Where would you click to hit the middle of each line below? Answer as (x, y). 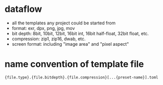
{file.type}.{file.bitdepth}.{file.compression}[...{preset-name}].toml (81, 77)
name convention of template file (74, 64)
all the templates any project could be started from (64, 23)
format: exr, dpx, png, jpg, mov (43, 28)
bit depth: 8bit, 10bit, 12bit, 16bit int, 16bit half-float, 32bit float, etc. (80, 33)
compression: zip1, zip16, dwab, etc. (49, 39)
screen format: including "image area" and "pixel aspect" (70, 44)
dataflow (23, 9)
